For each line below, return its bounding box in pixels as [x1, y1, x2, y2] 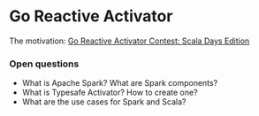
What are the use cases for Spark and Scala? [21, 97, 187, 107]
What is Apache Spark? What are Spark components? [21, 78, 218, 89]
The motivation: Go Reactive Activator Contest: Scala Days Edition [9, 35, 250, 46]
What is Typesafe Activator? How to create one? [21, 87, 198, 98]
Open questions [9, 58, 80, 70]
